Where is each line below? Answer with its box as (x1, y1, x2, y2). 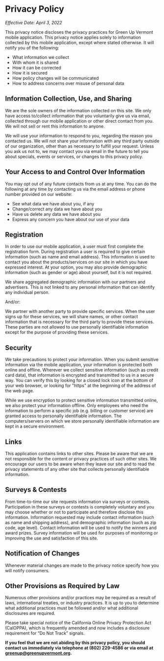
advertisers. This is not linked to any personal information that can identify (5, 284, 155, 290)
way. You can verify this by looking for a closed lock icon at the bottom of (5, 378, 153, 383)
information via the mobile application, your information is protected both (5, 362, 153, 368)
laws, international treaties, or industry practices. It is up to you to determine (5, 600, 159, 606)
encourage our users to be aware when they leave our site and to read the (5, 461, 155, 467)
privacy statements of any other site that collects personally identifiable (5, 466, 149, 472)
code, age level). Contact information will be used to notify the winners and (5, 525, 157, 531)
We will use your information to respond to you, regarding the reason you (5, 132, 153, 138)
